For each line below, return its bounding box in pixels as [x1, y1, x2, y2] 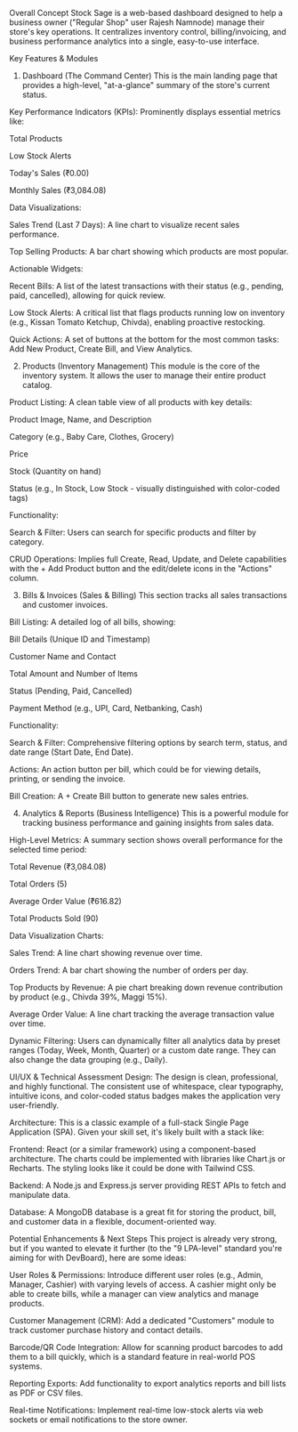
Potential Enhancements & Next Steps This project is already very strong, [9, 1234, 278, 1244]
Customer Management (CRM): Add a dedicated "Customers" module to [9, 1315, 275, 1325]
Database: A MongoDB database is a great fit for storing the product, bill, [9, 1207, 277, 1218]
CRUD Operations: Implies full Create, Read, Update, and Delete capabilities [9, 554, 287, 564]
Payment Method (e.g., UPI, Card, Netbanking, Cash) [9, 703, 203, 713]
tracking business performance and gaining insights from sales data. [21, 818, 274, 828]
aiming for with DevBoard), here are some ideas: [9, 1252, 187, 1263]
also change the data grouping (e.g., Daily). [9, 1055, 168, 1064]
